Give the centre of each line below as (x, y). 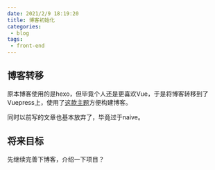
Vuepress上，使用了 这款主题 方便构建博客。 (69, 102)
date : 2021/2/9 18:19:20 (43, 14)
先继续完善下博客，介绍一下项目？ (56, 159)
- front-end (27, 46)
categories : (24, 26)
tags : (15, 40)
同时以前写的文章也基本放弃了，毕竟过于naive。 (76, 117)
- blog (20, 33)
